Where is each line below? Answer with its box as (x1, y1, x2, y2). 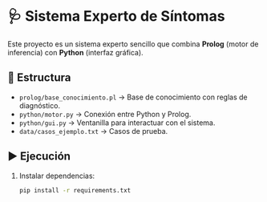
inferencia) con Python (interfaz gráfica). (7, 47, 144, 57)
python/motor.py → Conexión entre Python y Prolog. (18, 109, 192, 119)
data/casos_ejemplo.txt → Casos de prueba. (18, 126, 168, 135)
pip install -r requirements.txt (18, 186, 131, 194)
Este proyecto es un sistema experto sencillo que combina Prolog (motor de (7, 38, 259, 49)
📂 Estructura (7, 71, 71, 85)
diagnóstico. (18, 100, 61, 110)
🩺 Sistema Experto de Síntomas (7, 7, 225, 26)
